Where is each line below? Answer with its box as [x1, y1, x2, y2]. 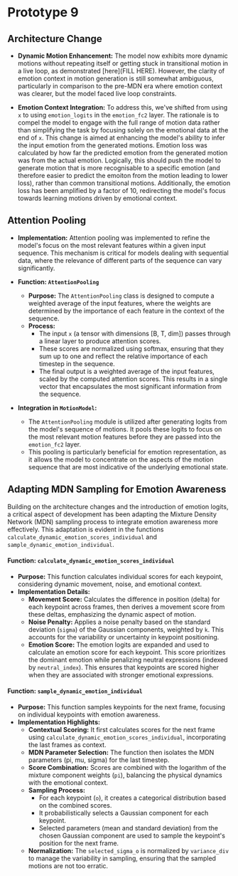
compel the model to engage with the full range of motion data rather [17, 118, 220, 127]
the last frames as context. [28, 741, 107, 749]
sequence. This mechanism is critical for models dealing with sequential [17, 249, 229, 257]
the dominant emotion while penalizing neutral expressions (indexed [28, 655, 229, 664]
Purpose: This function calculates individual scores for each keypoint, [17, 572, 224, 580]
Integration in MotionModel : [17, 403, 97, 412]
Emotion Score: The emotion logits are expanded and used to [28, 640, 210, 649]
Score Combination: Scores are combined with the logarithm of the [28, 763, 227, 772]
